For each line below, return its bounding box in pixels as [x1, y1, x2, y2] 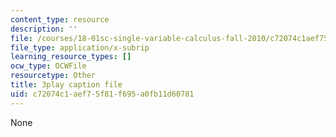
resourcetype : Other [10, 71, 97, 81]
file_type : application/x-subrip [10, 42, 150, 53]
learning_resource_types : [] [10, 52, 132, 62]
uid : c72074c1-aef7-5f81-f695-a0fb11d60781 [10, 89, 195, 99]
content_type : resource [10, 14, 110, 25]
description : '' [10, 24, 78, 34]
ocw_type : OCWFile [10, 61, 87, 71]
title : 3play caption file [10, 80, 123, 90]
